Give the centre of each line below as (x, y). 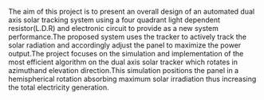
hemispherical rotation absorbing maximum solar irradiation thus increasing (132, 79)
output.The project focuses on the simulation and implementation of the (126, 54)
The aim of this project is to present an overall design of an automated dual (132, 12)
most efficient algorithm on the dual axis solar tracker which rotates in (123, 62)
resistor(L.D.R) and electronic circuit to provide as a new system (114, 28)
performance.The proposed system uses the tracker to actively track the (128, 37)
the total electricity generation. (59, 87)
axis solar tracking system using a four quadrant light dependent (114, 20)
